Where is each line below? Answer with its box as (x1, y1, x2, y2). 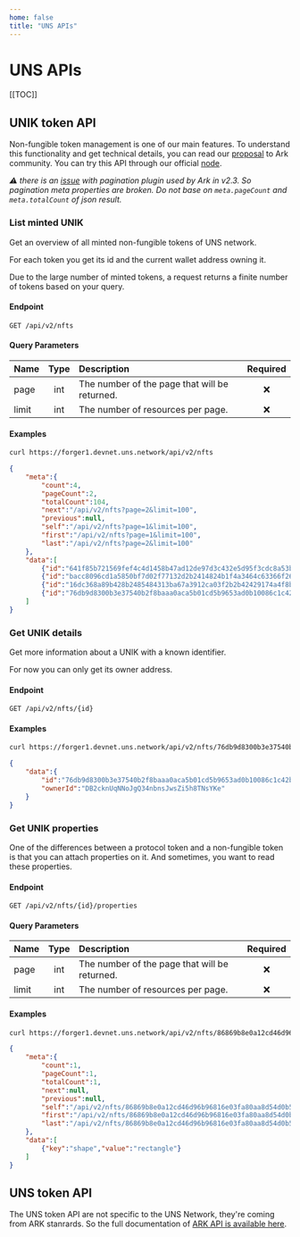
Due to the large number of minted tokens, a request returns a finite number (9, 272, 288, 282)
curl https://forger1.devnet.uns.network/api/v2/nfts (9, 448, 214, 457)
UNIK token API (9, 115, 96, 130)
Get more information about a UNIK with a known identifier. (9, 647, 227, 657)
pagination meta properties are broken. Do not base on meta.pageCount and (9, 185, 287, 196)
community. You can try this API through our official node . (9, 158, 222, 169)
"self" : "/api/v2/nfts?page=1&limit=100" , (41, 522, 198, 531)
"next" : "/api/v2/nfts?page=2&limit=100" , (41, 506, 198, 514)
